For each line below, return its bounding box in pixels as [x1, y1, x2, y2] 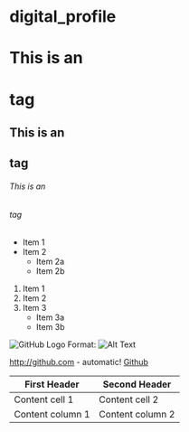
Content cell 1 [14, 393, 74, 406]
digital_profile [9, 6, 117, 27]
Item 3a [35, 312, 65, 323]
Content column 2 [99, 409, 175, 421]
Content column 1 [14, 409, 90, 421]
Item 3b [35, 322, 65, 333]
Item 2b [35, 266, 65, 277]
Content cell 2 [99, 393, 159, 406]
